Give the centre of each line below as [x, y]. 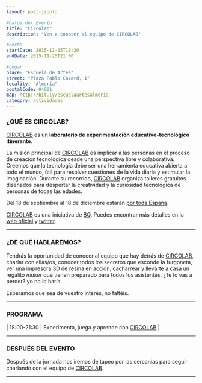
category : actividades [35, 101]
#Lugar [14, 67]
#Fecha [14, 45]
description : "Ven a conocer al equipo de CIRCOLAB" [74, 34]
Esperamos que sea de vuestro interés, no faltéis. [68, 293]
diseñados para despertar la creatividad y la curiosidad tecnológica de [94, 185]
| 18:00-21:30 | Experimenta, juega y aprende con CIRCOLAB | [83, 327]
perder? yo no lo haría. [34, 281]
